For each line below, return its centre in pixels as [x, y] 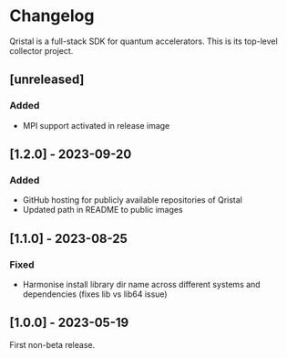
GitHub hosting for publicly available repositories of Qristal [133, 200]
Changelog [52, 16]
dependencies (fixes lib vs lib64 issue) [95, 294]
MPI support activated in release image [96, 125]
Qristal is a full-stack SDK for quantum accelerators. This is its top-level [143, 41]
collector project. [41, 50]
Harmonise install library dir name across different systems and [142, 284]
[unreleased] [47, 80]
